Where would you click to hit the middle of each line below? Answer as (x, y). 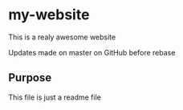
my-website (49, 15)
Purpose (30, 78)
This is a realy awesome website (62, 37)
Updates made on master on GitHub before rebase (92, 52)
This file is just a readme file (55, 97)
